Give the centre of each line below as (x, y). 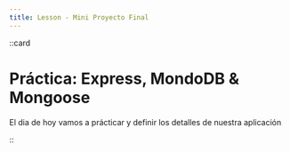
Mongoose (50, 97)
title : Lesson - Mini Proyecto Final (79, 17)
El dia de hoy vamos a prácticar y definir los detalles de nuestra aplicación (145, 122)
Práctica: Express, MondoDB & (125, 79)
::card (20, 43)
